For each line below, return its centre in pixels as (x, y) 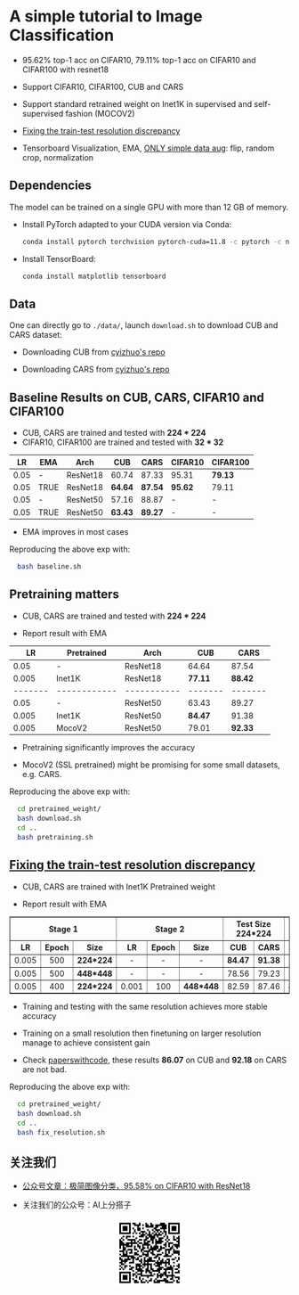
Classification (61, 35)
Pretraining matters (65, 594)
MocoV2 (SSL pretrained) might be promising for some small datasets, (151, 765)
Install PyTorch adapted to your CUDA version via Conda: (127, 224)
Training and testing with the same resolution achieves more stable (145, 1007)
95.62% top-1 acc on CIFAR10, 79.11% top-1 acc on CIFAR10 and (139, 60)
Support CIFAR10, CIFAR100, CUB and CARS (103, 86)
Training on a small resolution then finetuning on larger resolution (141, 1033)
